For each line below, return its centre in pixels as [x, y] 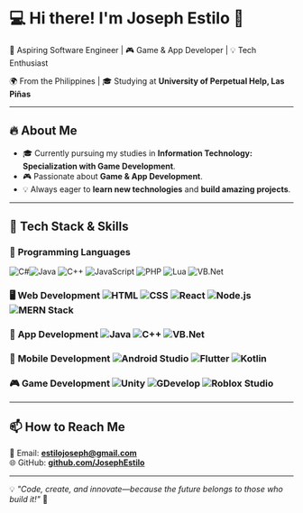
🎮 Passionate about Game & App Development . [112, 176]
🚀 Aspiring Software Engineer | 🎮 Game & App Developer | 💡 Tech [133, 50]
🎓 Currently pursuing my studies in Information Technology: [137, 153]
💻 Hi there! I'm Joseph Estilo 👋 [127, 18]
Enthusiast [29, 63]
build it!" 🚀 [28, 499]
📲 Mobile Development [60, 359]
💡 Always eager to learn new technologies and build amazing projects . [156, 189]
